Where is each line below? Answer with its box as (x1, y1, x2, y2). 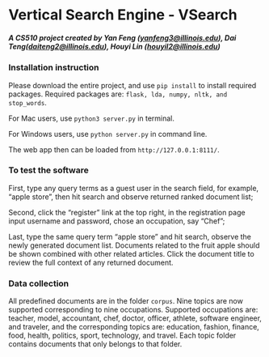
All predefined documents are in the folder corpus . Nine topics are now (8, 296, 244, 306)
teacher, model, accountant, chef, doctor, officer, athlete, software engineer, (8, 313, 263, 323)
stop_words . (8, 97, 47, 107)
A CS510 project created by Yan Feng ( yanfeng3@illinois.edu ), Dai (8, 32, 237, 42)
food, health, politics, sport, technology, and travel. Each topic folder (8, 330, 237, 341)
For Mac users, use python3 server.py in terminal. (8, 113, 175, 123)
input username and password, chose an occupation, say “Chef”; (8, 216, 225, 226)
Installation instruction (8, 62, 99, 74)
